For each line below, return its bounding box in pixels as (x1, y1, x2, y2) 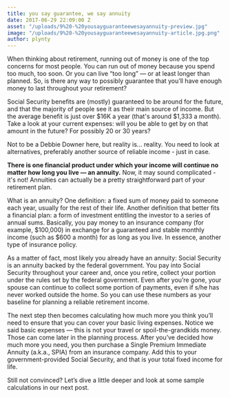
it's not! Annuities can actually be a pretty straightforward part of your (7, 176, 205, 184)
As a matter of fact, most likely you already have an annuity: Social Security (7, 254, 222, 263)
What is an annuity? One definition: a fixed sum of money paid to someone (7, 196, 219, 205)
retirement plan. (7, 183, 52, 191)
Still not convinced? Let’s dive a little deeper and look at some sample (7, 376, 205, 384)
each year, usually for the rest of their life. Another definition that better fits (7, 204, 220, 212)
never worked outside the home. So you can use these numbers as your (7, 291, 211, 299)
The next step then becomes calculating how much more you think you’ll (7, 312, 213, 320)
